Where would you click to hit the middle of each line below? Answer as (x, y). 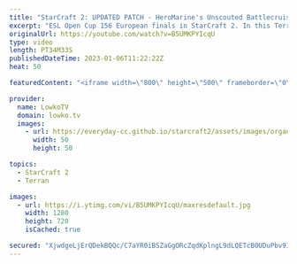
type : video (31, 42)
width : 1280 (47, 214)
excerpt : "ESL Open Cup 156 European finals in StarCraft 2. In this (140, 26)
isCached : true (53, 230)
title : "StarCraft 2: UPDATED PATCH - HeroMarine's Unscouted (126, 17)
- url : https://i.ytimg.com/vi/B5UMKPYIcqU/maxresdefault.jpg (134, 205)
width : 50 (50, 140)
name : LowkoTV (43, 107)
